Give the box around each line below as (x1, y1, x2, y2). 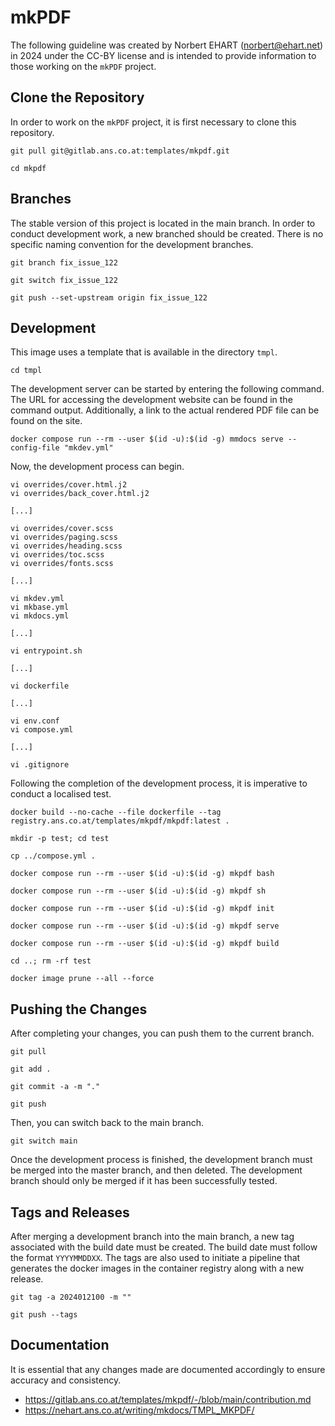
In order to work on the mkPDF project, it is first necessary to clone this (10, 116, 297, 128)
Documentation (10, 1337, 110, 1354)
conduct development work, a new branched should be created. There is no (10, 227, 324, 240)
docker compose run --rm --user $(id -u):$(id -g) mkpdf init (10, 904, 275, 914)
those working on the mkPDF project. (10, 60, 157, 72)
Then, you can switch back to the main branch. (10, 1117, 204, 1129)
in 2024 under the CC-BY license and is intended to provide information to (10, 49, 317, 61)
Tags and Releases (10, 1204, 130, 1221)
